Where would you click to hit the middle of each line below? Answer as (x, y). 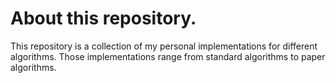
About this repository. (103, 18)
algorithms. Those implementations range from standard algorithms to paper (168, 56)
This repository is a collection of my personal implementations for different (164, 46)
